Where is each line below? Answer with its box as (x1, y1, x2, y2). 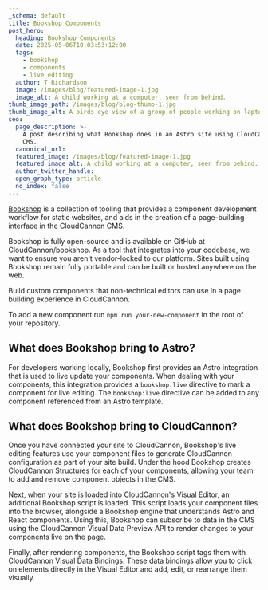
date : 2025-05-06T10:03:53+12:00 (15, 41, 127, 49)
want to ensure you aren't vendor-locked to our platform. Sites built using (8, 253, 250, 263)
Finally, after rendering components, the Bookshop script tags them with (8, 548, 246, 557)
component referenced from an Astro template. (8, 396, 164, 406)
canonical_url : (15, 145, 66, 153)
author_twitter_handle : (15, 167, 94, 175)
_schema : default (8, 11, 66, 20)
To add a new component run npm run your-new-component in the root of (8, 309, 244, 319)
